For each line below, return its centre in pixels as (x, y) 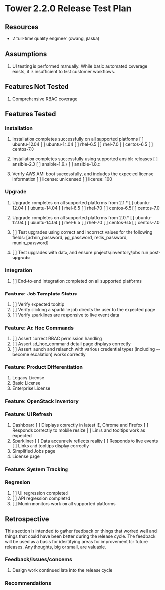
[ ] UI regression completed (40, 493)
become (21, 354)
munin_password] (30, 243)
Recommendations (28, 583)
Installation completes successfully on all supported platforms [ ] (78, 139)
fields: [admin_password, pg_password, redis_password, (70, 237)
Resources (22, 27)
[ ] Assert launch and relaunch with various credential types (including (83, 349)
